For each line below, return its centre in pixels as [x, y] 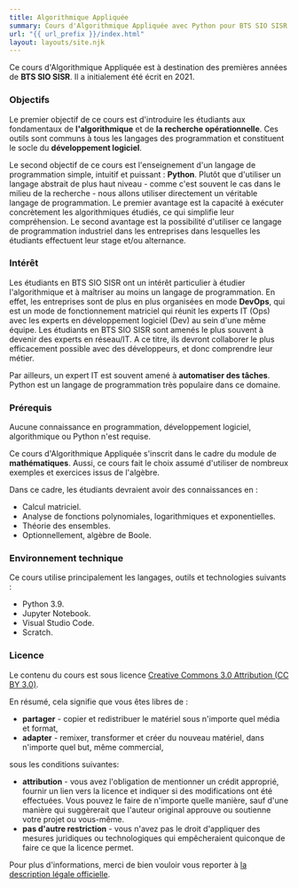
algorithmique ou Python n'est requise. [80, 437]
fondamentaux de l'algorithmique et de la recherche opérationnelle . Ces [144, 129]
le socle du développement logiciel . [75, 147]
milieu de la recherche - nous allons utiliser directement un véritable [133, 193]
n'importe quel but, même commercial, [93, 747]
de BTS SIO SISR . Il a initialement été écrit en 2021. [102, 77]
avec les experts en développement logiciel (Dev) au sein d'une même [137, 320]
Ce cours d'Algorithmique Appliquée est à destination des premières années [149, 67]
